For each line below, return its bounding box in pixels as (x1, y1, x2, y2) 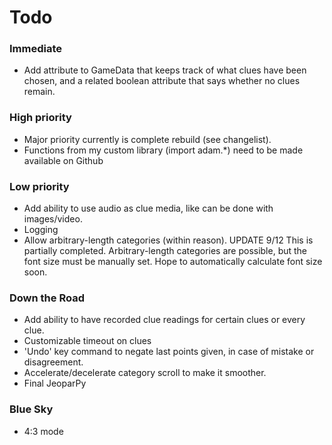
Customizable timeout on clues (23, 335, 152, 347)
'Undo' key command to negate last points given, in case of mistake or (23, 346, 315, 358)
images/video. (23, 213, 83, 225)
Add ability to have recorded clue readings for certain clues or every (23, 314, 306, 326)
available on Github (23, 154, 104, 166)
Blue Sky (9, 402, 54, 416)
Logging (23, 224, 59, 236)
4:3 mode (23, 425, 64, 437)
